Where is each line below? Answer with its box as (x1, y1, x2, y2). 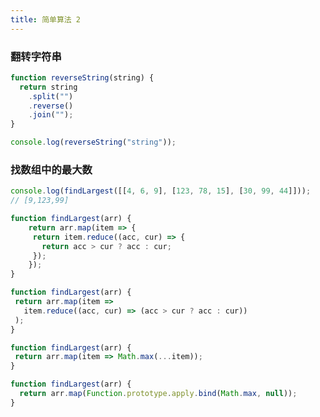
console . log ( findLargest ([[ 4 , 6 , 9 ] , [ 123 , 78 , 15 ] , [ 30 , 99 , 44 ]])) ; (10, 186, 312, 196)
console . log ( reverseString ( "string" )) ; (10, 137, 177, 148)
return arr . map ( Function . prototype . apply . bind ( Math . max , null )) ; (19, 389, 298, 399)
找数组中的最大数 (10, 162, 93, 176)
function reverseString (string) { (10, 72, 155, 83)
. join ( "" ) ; (28, 110, 74, 120)
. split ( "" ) (28, 91, 74, 101)
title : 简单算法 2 (10, 14, 82, 25)
